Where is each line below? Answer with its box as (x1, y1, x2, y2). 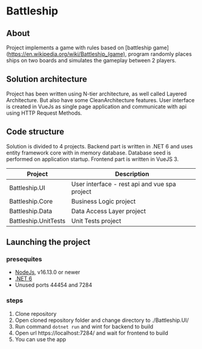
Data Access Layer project (71, 207, 146, 215)
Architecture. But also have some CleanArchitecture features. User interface (6, 96, 195, 103)
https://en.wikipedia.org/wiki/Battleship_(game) (8, 50, 126, 58)
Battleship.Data (9, 207, 52, 215)
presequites (6, 255, 42, 263)
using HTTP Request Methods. (6, 109, 82, 117)
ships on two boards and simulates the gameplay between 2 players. (6, 57, 176, 64)
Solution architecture (6, 74, 87, 85)
